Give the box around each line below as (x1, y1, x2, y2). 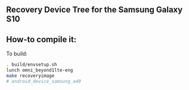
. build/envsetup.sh (6, 62, 58, 68)
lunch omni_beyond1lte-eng (6, 67, 73, 73)
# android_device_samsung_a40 (6, 78, 82, 84)
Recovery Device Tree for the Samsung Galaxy (6, 5, 183, 15)
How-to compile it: (6, 34, 77, 44)
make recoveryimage (6, 73, 55, 79)
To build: (6, 50, 28, 57)
